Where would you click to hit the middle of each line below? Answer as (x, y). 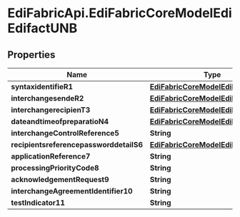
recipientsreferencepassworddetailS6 (77, 145)
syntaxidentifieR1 (42, 87)
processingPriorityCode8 (55, 168)
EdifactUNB (42, 28)
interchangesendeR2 (47, 98)
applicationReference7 (51, 156)
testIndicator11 (38, 203)
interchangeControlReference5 (65, 133)
